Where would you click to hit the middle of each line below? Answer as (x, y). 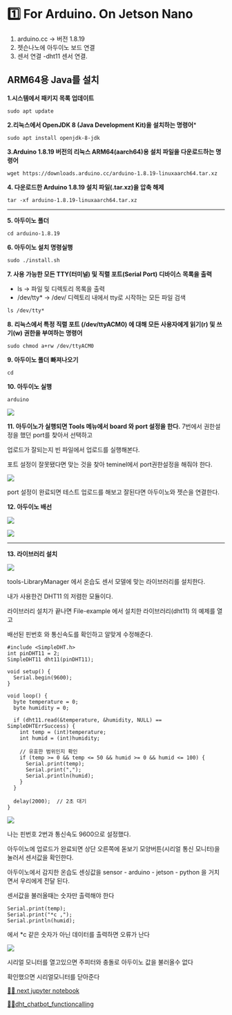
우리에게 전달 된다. (45, 881)
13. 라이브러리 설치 (32, 554)
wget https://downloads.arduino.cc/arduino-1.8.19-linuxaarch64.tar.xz (112, 173)
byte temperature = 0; (46, 702)
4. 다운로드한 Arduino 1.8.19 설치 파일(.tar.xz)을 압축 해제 (86, 187)
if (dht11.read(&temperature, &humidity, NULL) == (88, 720)
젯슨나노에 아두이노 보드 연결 (56, 47)
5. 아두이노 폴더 (28, 220)
